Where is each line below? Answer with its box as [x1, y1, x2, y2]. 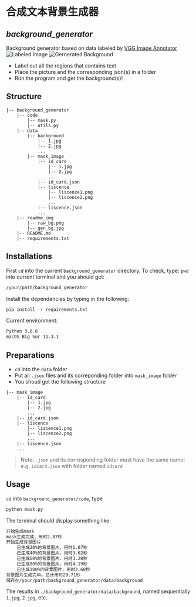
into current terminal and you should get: [6, 273, 104, 280]
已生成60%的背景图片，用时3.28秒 [16, 555, 88, 561]
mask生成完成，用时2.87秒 [6, 534, 63, 540]
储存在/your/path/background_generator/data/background [6, 577, 143, 584]
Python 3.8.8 [6, 328, 38, 334]
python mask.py [6, 506, 43, 512]
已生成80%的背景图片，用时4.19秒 [16, 561, 88, 567]
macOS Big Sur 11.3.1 [6, 334, 59, 340]
